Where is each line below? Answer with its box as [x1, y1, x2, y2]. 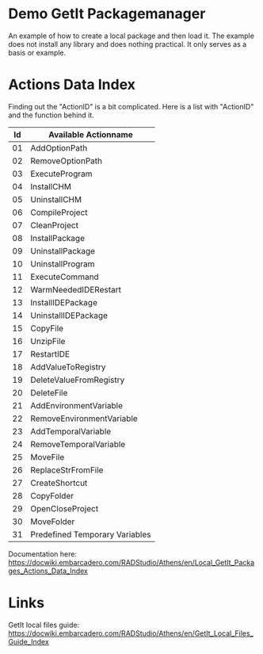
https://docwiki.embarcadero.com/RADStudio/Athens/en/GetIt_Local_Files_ [8, 628, 253, 638]
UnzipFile [30, 335, 66, 346]
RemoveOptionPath [30, 155, 103, 166]
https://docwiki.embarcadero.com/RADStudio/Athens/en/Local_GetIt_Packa [8, 557, 255, 567]
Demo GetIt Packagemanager [8, 5, 206, 23]
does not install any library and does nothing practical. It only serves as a [8, 39, 247, 48]
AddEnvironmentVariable [30, 400, 124, 411]
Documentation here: [8, 549, 78, 559]
